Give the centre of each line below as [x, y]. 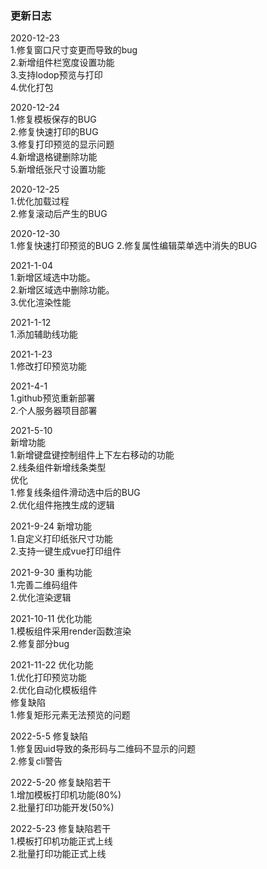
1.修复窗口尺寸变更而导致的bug [74, 50]
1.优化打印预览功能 [48, 678]
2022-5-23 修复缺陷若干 [61, 829]
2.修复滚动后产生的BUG [59, 214]
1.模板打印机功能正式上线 [61, 841]
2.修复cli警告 [36, 761]
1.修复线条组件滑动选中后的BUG [75, 493]
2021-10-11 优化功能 [51, 619]
